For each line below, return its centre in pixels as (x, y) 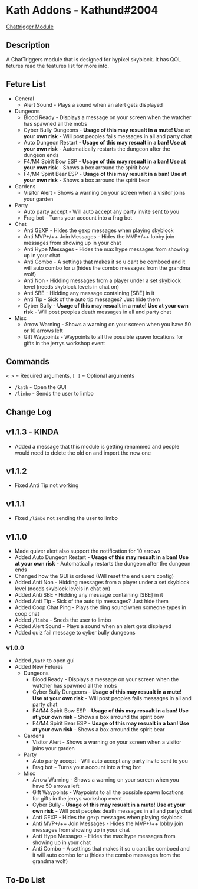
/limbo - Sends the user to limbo (54, 394)
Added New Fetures (39, 667)
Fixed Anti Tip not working (47, 485)
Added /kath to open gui (44, 661)
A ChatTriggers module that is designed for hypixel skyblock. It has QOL (94, 59)
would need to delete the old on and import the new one (83, 453)
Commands (28, 362)
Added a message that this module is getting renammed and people (97, 446)
